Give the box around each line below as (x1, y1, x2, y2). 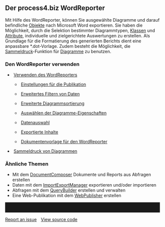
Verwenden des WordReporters (13, 72, 78, 78)
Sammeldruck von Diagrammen (13, 148, 78, 154)
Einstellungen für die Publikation (21, 81, 86, 88)
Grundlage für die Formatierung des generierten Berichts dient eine (5, 38, 141, 44)
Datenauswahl (21, 120, 50, 126)
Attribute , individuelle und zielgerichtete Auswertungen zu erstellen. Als (5, 32, 150, 38)
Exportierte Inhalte (21, 129, 58, 135)
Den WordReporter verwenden (5, 61, 80, 67)
